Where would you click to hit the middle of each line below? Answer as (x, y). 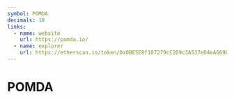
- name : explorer (39, 46)
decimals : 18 (26, 20)
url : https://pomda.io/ (54, 40)
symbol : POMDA (28, 14)
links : (17, 26)
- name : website (37, 33)
